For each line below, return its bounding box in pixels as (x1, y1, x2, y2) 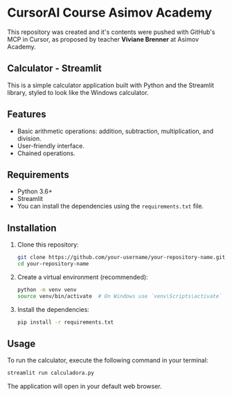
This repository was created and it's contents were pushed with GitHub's (7, 28, 215, 36)
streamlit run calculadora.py (7, 369, 95, 377)
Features (7, 109, 46, 121)
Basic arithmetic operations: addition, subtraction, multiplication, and (17, 127, 213, 135)
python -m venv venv (17, 286, 77, 293)
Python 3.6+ (17, 187, 53, 195)
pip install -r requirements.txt (17, 319, 114, 326)
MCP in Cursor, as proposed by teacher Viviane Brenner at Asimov (7, 35, 199, 43)
